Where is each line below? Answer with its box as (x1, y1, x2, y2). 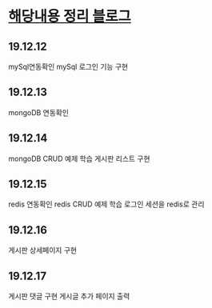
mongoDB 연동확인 (8, 107, 70, 117)
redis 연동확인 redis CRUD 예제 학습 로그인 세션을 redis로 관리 (8, 199, 205, 209)
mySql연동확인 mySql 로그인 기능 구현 (8, 62, 129, 71)
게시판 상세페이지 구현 (8, 246, 78, 255)
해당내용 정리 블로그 (8, 7, 132, 26)
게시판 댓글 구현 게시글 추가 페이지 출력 (8, 291, 130, 301)
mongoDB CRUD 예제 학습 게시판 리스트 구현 (8, 154, 150, 163)
